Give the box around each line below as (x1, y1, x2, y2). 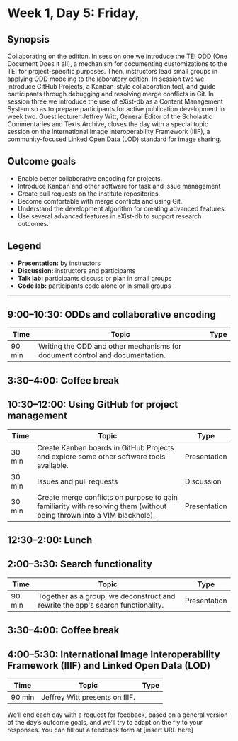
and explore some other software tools (37, 452, 166, 462)
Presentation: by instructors (17, 259, 101, 267)
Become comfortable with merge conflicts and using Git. (17, 196, 183, 205)
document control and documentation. (38, 350, 166, 360)
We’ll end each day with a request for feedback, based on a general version (7, 711, 228, 719)
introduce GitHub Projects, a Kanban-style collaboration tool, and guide (7, 82, 216, 90)
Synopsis (7, 33, 50, 45)
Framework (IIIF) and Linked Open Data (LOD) (7, 659, 211, 672)
